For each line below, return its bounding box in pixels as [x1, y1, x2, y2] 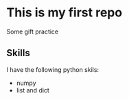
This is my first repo [6, 5, 123, 21]
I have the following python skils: [6, 65, 99, 73]
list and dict [16, 86, 49, 94]
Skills [6, 47, 30, 59]
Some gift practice [6, 27, 59, 36]
